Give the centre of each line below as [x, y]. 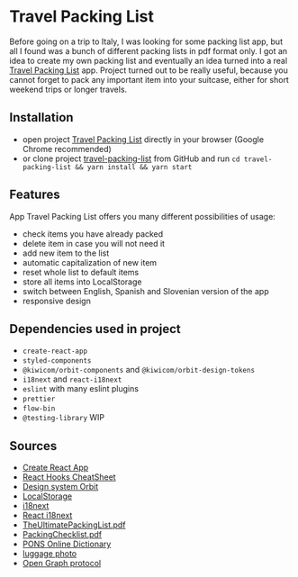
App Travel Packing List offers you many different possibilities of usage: [143, 216]
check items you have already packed [93, 234]
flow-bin [39, 409]
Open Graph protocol [62, 563]
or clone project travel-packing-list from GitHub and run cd [131, 158]
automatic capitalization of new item [90, 262]
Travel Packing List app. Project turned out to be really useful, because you [149, 70]
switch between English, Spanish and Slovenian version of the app [145, 291]
